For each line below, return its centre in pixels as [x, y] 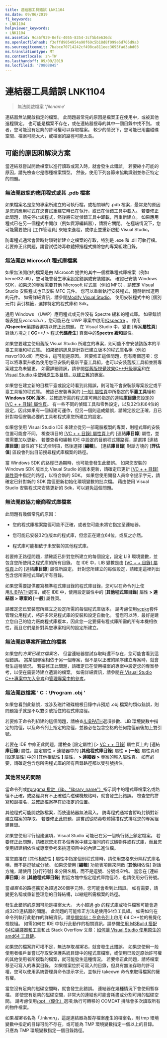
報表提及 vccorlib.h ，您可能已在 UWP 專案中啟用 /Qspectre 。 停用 [73, 321]
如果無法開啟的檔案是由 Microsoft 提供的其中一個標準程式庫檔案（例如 [77, 272]
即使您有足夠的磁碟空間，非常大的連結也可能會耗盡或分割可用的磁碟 [84, 995]
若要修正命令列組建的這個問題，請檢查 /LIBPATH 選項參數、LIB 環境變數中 [80, 721]
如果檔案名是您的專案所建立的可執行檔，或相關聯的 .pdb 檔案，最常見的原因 [83, 205]
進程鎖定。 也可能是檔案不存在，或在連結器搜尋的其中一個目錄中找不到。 [80, 123]
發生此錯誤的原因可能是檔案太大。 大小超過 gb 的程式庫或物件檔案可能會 [79, 905]
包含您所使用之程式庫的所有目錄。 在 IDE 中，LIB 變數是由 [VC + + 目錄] [79, 562]
